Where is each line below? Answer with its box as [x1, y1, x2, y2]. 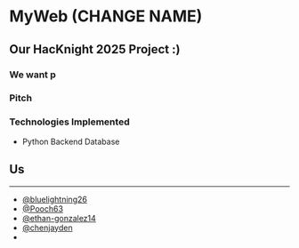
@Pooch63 [21, 203, 64, 214]
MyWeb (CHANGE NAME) [9, 6, 203, 27]
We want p [9, 68, 56, 81]
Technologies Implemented [9, 116, 131, 128]
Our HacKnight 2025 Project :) [9, 42, 181, 57]
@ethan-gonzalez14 [21, 212, 96, 223]
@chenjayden [21, 222, 73, 233]
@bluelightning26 [21, 194, 87, 204]
